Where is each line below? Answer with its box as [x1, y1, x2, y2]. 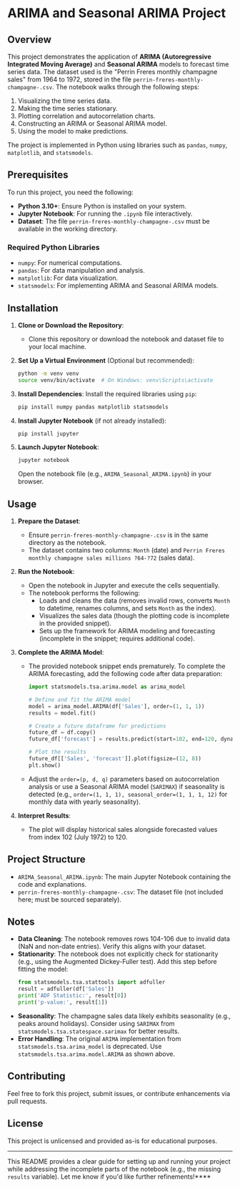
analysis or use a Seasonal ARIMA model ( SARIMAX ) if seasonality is [28, 782, 225, 790]
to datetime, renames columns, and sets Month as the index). [39, 604, 216, 613]
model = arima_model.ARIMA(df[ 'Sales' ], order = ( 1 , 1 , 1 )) [28, 703, 205, 710]
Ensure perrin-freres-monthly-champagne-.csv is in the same [28, 530, 209, 540]
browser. [17, 477, 44, 486]
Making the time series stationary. [17, 104, 118, 112]
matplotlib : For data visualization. [17, 273, 119, 283]
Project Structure [7, 853, 86, 865]
